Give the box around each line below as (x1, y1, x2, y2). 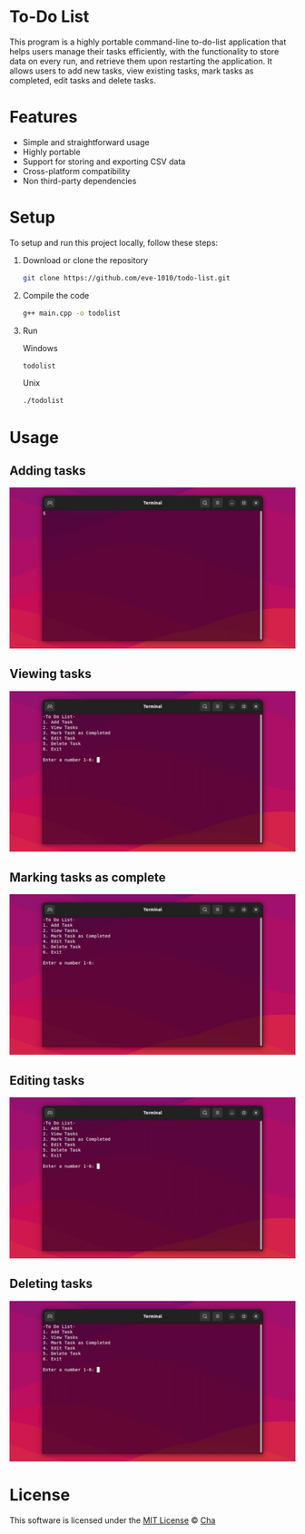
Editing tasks (9, 1073, 85, 1088)
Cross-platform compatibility (22, 165, 131, 176)
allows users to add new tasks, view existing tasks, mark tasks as (9, 65, 254, 76)
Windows (22, 342, 58, 353)
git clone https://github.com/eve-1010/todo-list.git (22, 273, 231, 282)
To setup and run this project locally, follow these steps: (9, 237, 219, 248)
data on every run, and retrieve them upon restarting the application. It (9, 55, 272, 66)
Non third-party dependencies (22, 175, 137, 186)
